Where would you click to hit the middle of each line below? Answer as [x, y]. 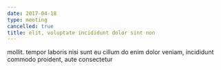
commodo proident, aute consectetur [60, 60]
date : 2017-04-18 [32, 13]
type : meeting [28, 20]
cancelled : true [30, 26]
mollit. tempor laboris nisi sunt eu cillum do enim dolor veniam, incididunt [110, 52]
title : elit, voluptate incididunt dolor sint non [81, 33]
